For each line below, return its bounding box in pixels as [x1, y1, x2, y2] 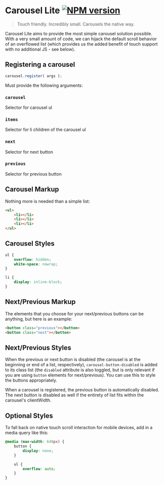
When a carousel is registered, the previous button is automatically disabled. [5, 387, 160, 393]
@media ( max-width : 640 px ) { [5, 439, 65, 444]
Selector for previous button [5, 171, 62, 177]
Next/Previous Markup [5, 298, 76, 306]
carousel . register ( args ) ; [5, 74, 63, 78]
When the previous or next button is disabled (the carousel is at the [5, 357, 141, 362]
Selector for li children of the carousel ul [5, 127, 86, 132]
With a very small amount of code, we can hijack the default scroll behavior [5, 36, 157, 42]
